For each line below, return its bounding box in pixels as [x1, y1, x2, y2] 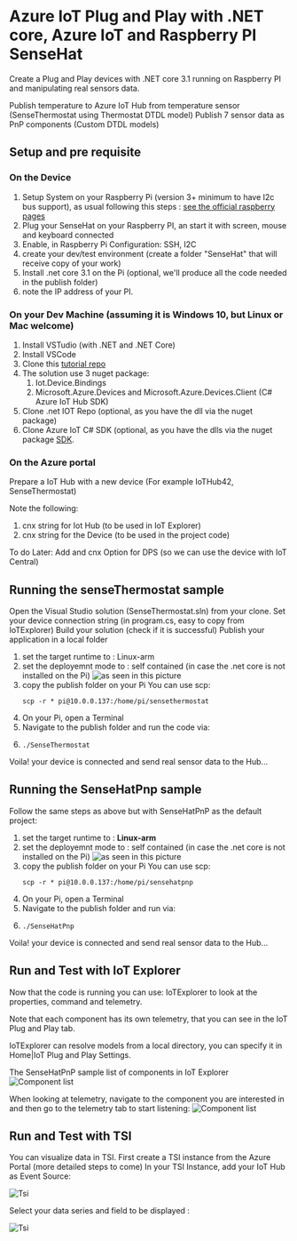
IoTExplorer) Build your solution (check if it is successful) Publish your [9, 625, 265, 636]
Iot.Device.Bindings [35, 377, 106, 388]
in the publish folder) [21, 276, 98, 287]
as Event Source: [9, 1171, 72, 1181]
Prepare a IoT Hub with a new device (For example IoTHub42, [9, 476, 234, 487]
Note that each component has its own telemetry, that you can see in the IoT [9, 1013, 288, 1024]
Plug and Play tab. [9, 1022, 75, 1033]
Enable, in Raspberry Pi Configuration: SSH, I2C [21, 238, 197, 250]
